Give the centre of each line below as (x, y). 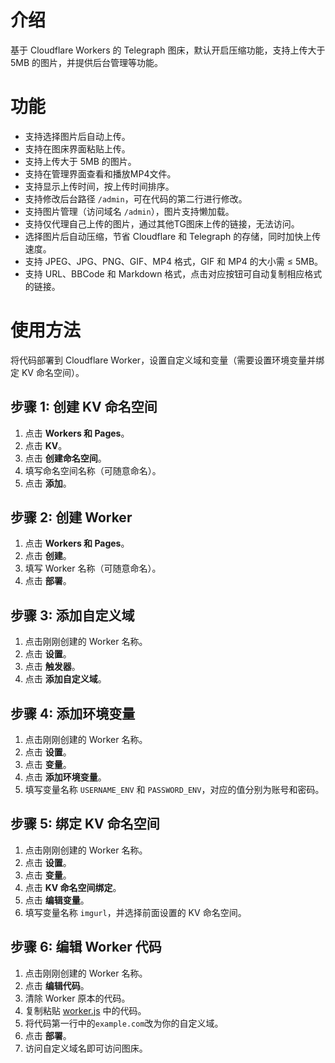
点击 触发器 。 (52, 667)
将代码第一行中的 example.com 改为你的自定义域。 (124, 1023)
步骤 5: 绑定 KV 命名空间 (85, 824)
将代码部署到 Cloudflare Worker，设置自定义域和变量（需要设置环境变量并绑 (167, 360)
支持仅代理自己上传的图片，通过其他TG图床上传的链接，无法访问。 (162, 223)
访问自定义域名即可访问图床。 (86, 1048)
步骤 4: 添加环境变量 (73, 713)
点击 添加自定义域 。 (65, 679)
